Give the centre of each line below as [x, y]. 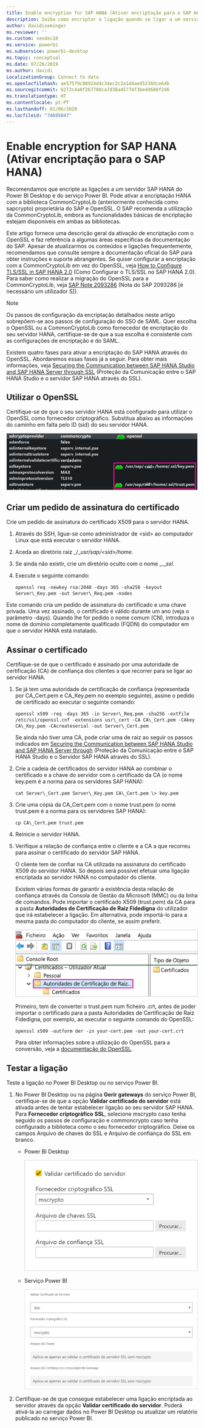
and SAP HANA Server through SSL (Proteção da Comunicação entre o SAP [101, 371]
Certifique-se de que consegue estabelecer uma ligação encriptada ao [104, 1399]
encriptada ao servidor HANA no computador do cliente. [86, 877]
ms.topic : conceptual [34, 58]
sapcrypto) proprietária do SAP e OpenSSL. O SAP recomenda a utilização [99, 208]
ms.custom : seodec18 [32, 39]
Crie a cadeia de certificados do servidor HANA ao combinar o [93, 768]
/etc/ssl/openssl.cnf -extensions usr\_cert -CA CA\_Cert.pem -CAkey [105, 720]
